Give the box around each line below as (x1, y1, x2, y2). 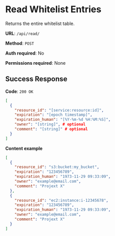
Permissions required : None (5, 60, 66, 66)
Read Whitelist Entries (5, 4, 102, 15)
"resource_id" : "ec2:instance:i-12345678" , (14, 198, 109, 203)
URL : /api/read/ (5, 30, 40, 36)
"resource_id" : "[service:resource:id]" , (14, 108, 104, 113)
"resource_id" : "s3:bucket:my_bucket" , (14, 165, 100, 170)
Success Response (5, 75, 67, 84)
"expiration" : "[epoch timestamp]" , (14, 112, 93, 118)
